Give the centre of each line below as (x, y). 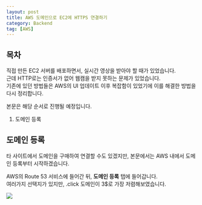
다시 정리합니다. (25, 93)
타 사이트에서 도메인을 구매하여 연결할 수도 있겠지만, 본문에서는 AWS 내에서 (95, 156)
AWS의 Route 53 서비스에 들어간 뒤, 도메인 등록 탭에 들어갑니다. (82, 176)
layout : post (23, 12)
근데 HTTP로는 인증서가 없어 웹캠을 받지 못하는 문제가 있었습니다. (83, 78)
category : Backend (29, 23)
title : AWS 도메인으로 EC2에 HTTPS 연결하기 (57, 18)
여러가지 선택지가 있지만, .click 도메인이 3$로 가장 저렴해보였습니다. (86, 184)
